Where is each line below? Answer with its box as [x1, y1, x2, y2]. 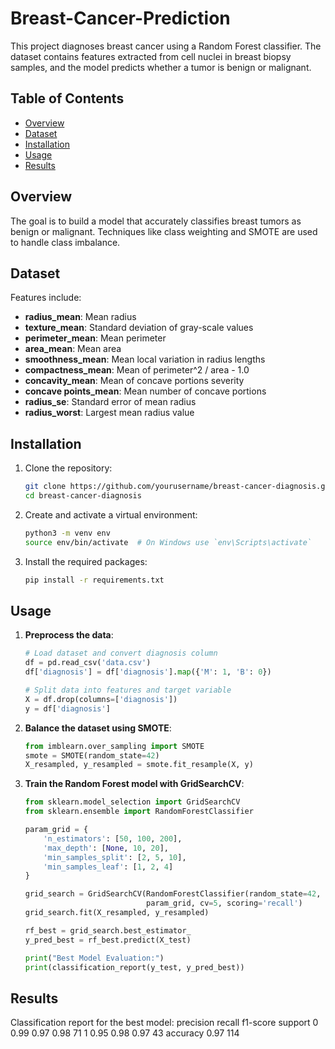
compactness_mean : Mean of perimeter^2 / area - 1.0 [24, 364, 250, 376]
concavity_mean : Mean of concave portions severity [24, 375, 245, 387]
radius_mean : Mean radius [24, 311, 137, 323]
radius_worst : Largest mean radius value [24, 407, 195, 419]
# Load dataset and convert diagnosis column [24, 648, 218, 659]
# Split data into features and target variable [24, 685, 232, 695]
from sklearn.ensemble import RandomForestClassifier [24, 807, 254, 817]
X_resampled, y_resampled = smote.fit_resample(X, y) [24, 760, 254, 770]
